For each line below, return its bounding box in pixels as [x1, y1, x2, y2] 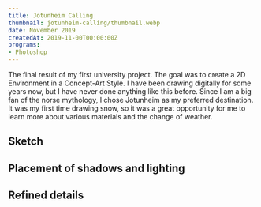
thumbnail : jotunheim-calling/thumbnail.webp [8, 19, 160, 27]
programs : [8, 41, 41, 49]
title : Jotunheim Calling [8, 11, 93, 20]
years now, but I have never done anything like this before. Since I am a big [8, 87, 252, 96]
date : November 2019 [8, 26, 76, 34]
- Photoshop [8, 48, 47, 56]
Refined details [8, 189, 84, 202]
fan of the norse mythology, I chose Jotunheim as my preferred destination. [8, 96, 254, 104]
